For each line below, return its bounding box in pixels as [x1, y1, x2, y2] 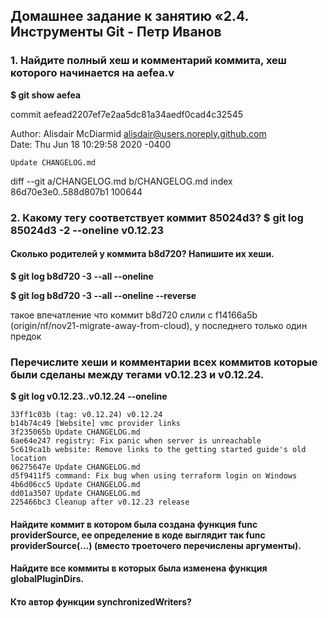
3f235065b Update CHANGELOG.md [10, 427, 141, 438]
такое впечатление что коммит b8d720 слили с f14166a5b [10, 309, 258, 321]
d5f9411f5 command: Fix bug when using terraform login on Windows [10, 471, 298, 481]
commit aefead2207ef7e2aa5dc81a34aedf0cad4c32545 [10, 108, 244, 120]
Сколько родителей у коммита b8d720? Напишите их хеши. [10, 248, 275, 260]
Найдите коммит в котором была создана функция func [10, 518, 258, 530]
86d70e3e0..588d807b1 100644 [10, 185, 143, 198]
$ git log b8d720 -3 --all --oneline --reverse [10, 289, 197, 301]
